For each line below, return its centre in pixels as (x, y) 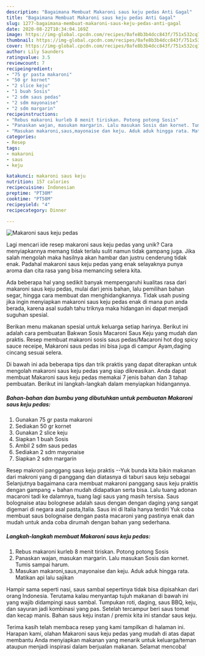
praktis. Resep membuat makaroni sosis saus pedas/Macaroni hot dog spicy (102, 340)
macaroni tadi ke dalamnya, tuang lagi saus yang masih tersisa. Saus (93, 496)
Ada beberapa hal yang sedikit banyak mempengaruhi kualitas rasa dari (96, 283)
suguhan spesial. (28, 315)
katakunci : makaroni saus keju (46, 176)
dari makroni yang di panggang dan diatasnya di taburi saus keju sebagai (98, 477)
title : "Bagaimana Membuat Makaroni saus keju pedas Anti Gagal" (91, 18)
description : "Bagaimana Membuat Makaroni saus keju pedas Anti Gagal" (99, 12)
